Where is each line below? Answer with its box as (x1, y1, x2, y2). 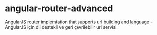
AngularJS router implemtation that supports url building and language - (5, 19, 153, 25)
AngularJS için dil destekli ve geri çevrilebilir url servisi (5, 24, 117, 30)
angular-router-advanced (5, 3, 113, 14)
